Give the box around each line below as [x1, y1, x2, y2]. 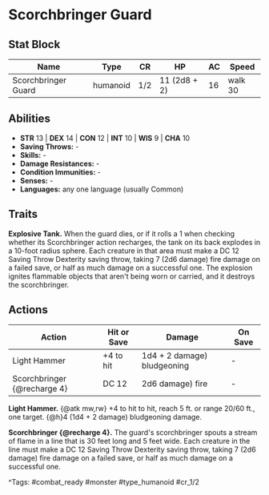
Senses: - [19, 175, 54, 185]
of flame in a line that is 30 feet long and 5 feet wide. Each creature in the [8, 437, 251, 446]
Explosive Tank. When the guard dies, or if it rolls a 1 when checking [8, 228, 235, 238]
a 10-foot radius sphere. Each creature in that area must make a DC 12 [8, 246, 239, 256]
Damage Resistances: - [19, 159, 100, 168]
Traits [8, 207, 38, 221]
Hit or [107, 327, 130, 338]
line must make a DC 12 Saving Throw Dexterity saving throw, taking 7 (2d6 [8, 445, 256, 454]
